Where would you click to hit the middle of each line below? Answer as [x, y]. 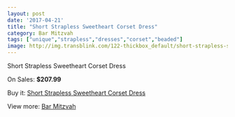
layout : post [26, 14]
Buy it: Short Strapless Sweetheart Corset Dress [76, 93]
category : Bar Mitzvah [40, 33]
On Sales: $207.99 [34, 79]
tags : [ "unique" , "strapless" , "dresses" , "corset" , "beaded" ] [95, 40]
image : [17, 46]
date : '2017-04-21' [36, 20]
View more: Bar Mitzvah [42, 106]
